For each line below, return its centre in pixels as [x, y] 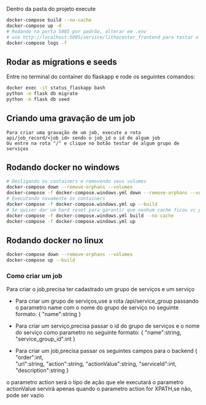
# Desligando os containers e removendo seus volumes [77, 181]
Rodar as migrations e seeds [62, 62]
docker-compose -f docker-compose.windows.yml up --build [82, 204]
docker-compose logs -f [37, 43]
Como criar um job [34, 276]
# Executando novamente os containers [56, 199]
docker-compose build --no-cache [49, 20]
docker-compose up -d [34, 26]
